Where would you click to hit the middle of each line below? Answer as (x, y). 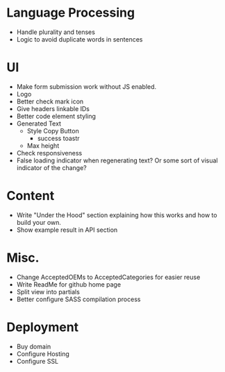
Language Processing (71, 13)
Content (31, 196)
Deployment (43, 327)
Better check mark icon (50, 101)
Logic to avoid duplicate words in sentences (80, 39)
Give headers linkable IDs (53, 108)
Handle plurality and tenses (56, 32)
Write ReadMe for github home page (69, 284)
